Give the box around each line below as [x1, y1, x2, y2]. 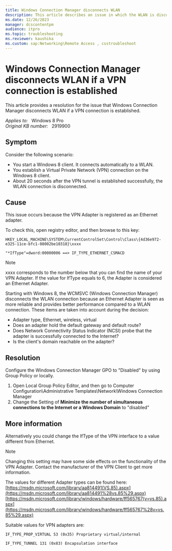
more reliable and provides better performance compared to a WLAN [5, 301, 151, 307]
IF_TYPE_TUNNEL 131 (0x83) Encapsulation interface [5, 541, 118, 546]
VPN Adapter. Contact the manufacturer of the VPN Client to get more [5, 464, 153, 470]
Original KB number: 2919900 [5, 123, 71, 129]
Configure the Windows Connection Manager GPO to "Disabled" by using [5, 367, 160, 373]
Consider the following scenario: [5, 151, 74, 157]
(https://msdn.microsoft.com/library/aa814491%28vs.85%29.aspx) [5, 490, 146, 496]
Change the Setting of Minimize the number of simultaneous [12, 399, 143, 405]
